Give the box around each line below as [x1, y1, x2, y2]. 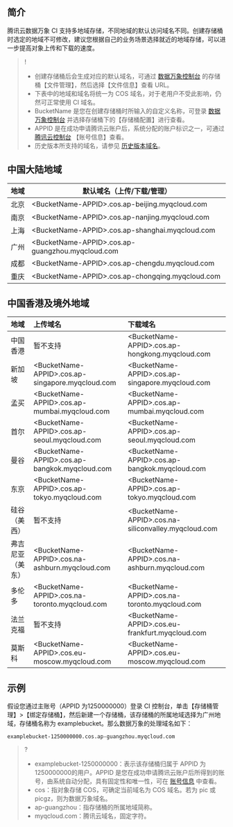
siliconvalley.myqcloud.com [127, 524, 218, 534]
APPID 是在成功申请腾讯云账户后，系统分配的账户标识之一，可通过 [34, 124, 225, 132]
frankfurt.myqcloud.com [127, 628, 207, 638]
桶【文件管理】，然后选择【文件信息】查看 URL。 [34, 81, 173, 89]
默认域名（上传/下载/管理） [82, 186, 172, 196]
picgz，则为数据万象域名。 [34, 794, 112, 803]
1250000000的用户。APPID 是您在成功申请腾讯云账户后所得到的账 [34, 769, 225, 777]
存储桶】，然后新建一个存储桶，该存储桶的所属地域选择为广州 [41, 711, 215, 719]
